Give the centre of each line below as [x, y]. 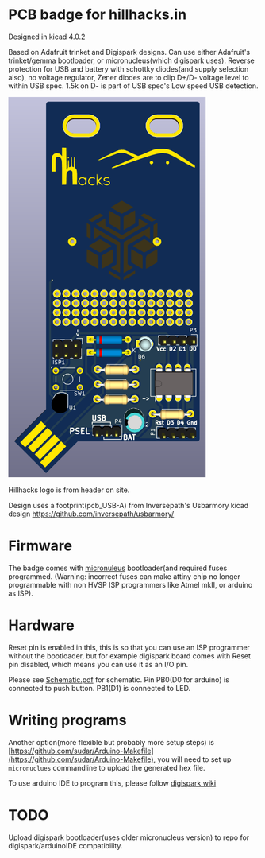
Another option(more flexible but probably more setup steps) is [111, 742]
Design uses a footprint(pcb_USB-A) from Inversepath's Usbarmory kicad [129, 505]
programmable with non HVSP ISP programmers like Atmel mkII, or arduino [131, 584]
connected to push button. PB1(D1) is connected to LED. [100, 688]
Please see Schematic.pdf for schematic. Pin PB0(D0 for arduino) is [119, 679]
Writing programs [67, 720]
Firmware [40, 546]
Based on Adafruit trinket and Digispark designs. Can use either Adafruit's [129, 52]
